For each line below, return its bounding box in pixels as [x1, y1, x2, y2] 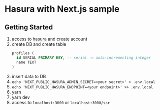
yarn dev [11, 94, 30, 100]
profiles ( [11, 51, 34, 55]
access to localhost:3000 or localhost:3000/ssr [11, 99, 110, 105]
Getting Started [4, 23, 53, 31]
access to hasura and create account [11, 36, 87, 42]
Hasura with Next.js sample [4, 3, 120, 15]
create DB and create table [11, 41, 66, 47]
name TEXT [16, 60, 36, 65]
